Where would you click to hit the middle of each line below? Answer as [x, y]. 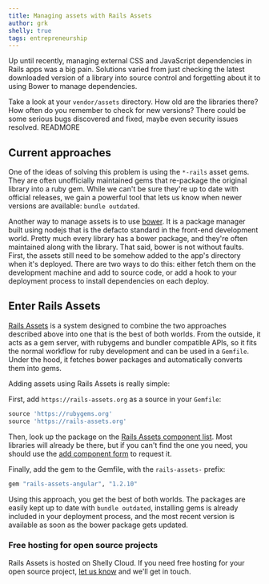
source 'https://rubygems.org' [60, 413]
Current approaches [60, 153]
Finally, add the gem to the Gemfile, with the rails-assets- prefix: [117, 469]
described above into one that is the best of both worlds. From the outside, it [134, 334]
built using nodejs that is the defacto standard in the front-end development [133, 230]
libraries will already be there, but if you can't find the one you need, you [128, 445]
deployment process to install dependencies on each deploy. [109, 281]
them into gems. [35, 368]
